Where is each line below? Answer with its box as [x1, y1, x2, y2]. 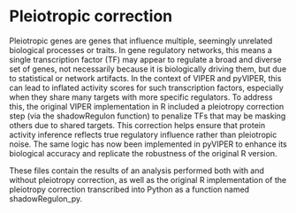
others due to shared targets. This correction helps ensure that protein [9, 119, 266, 130]
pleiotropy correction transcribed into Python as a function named [9, 184, 250, 194]
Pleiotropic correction [9, 6, 173, 27]
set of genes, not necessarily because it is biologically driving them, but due [9, 64, 287, 74]
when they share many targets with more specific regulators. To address [9, 91, 273, 103]
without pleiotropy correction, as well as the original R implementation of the [9, 174, 287, 185]
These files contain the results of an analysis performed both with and [9, 165, 265, 176]
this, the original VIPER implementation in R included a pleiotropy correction [9, 101, 285, 111]
